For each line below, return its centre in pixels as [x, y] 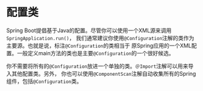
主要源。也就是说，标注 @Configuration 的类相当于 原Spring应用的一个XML [99, 45]
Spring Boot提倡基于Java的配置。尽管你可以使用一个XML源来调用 [89, 30]
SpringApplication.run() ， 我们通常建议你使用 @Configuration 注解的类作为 [100, 38]
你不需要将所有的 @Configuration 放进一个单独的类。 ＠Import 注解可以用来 [98, 66]
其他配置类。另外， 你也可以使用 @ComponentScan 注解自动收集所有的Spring [104, 73]
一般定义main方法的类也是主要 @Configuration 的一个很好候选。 [96, 53]
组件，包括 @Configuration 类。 [44, 81]
